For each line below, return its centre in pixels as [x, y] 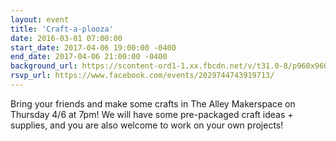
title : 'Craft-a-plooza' [62, 29]
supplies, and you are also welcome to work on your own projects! [147, 125]
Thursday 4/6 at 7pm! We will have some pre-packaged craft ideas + [152, 114]
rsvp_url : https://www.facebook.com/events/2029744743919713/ [142, 76]
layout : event [40, 19]
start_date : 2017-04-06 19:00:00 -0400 [93, 47]
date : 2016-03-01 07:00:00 [66, 38]
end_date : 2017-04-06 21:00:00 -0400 [89, 57]
